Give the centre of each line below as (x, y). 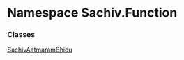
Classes (21, 35)
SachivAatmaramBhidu (40, 50)
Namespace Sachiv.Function (92, 13)
